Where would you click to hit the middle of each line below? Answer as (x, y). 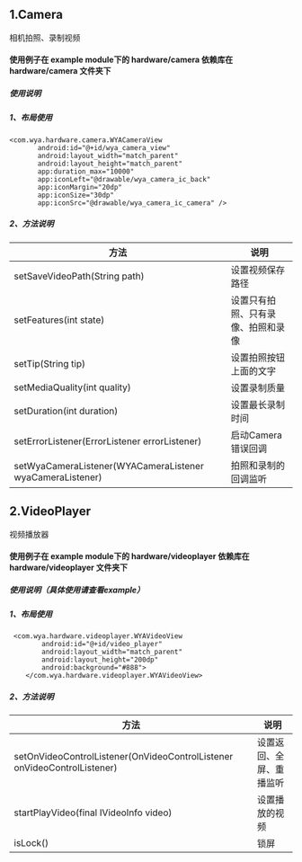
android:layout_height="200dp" (100, 660)
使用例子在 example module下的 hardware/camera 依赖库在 (121, 60)
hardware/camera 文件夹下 (60, 71)
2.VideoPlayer (50, 511)
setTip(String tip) (49, 363)
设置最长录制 (258, 404)
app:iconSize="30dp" (76, 195)
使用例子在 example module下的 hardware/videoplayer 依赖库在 (129, 556)
